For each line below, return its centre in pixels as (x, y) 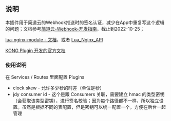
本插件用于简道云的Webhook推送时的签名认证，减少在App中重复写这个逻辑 (85, 22)
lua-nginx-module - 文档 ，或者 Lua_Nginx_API (54, 39)
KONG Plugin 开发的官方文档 (35, 51)
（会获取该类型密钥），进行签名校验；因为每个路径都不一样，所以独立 (86, 101)
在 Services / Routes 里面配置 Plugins (45, 77)
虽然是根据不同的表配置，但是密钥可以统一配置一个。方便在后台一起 (94, 107)
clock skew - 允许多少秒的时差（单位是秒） (58, 88)
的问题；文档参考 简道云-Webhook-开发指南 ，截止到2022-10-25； (75, 29)
